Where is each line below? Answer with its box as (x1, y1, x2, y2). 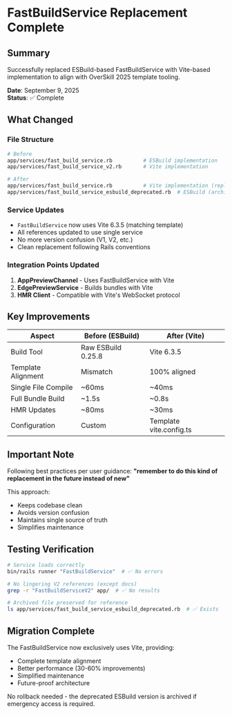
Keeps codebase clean (17, 501, 83, 509)
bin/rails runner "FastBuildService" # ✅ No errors (7, 568, 164, 575)
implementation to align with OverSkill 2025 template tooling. (7, 73, 181, 81)
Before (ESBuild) (84, 331, 140, 341)
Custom (80, 421, 106, 431)
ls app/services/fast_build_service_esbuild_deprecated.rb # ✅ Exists (7, 606, 219, 613)
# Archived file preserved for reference (7, 599, 128, 606)
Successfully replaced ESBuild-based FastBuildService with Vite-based (7, 66, 211, 73)
